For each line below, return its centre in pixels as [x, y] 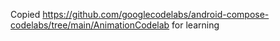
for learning [195, 25]
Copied [25, 14]
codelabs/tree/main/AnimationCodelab [90, 25]
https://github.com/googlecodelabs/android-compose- [156, 14]
